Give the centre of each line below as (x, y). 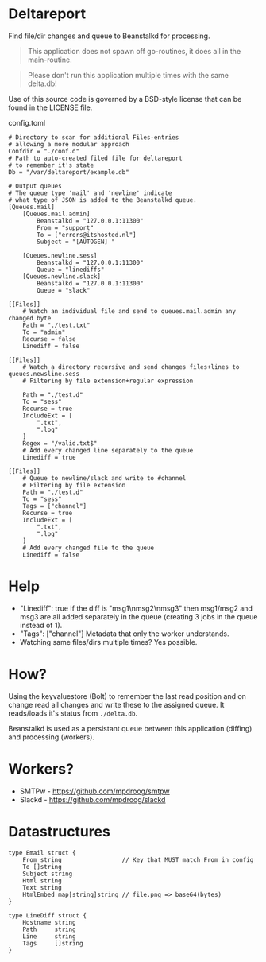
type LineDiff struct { (48, 915)
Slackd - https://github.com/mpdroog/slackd (93, 799)
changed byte (30, 318)
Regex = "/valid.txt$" (60, 443)
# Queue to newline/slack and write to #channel (104, 478)
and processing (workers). (52, 737)
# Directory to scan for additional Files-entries (94, 137)
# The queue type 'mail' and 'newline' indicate (90, 193)
